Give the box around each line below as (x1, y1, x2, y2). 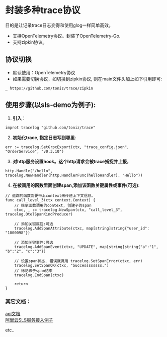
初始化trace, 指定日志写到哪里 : (12, 134, 76, 141)
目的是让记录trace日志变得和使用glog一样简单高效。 (5, 22, 113, 28)
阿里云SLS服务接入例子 (5, 317, 53, 323)
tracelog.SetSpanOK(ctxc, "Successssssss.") (14, 263, 109, 268)
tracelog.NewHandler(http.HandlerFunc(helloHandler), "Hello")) (5, 173, 143, 178)
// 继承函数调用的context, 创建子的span (14, 203, 92, 208)
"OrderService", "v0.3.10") (5, 149, 64, 154)
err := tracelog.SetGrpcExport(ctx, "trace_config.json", (5, 144, 129, 150)
